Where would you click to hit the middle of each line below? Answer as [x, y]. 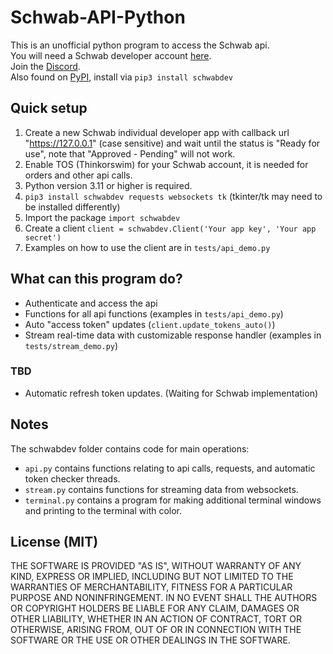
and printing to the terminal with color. [103, 510]
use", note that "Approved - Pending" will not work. [130, 153]
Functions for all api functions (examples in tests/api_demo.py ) [154, 313]
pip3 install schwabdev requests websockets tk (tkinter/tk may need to [173, 196]
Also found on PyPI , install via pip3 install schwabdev [122, 77]
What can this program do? [96, 279]
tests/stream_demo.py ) [71, 345]
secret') [43, 237]
